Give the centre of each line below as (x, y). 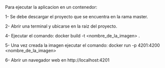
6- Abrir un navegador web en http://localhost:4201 (57, 60)
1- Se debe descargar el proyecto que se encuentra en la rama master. (77, 17)
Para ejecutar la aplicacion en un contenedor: (51, 7)
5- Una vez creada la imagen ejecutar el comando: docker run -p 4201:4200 (82, 45)
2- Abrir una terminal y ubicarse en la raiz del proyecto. (61, 26)
